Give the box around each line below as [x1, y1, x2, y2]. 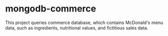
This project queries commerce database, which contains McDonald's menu [5, 19, 163, 25]
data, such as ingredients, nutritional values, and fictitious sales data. [5, 24, 148, 30]
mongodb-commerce [5, 3, 97, 14]
